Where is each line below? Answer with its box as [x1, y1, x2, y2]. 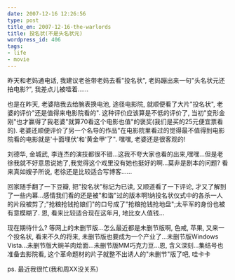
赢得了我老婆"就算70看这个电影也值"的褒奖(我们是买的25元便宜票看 [28, 117, 224, 126]
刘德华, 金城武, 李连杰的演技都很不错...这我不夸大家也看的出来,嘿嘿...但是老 [7, 149, 224, 158]
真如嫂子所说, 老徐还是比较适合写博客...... [13, 167, 133, 175]
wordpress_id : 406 [7, 36, 61, 44]
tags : [7, 43, 23, 50]
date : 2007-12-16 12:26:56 [7, 10, 86, 18]
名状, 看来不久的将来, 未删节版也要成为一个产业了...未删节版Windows [19, 232, 219, 241]
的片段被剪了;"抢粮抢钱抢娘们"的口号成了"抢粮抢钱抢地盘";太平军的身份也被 [7, 199, 226, 208]
